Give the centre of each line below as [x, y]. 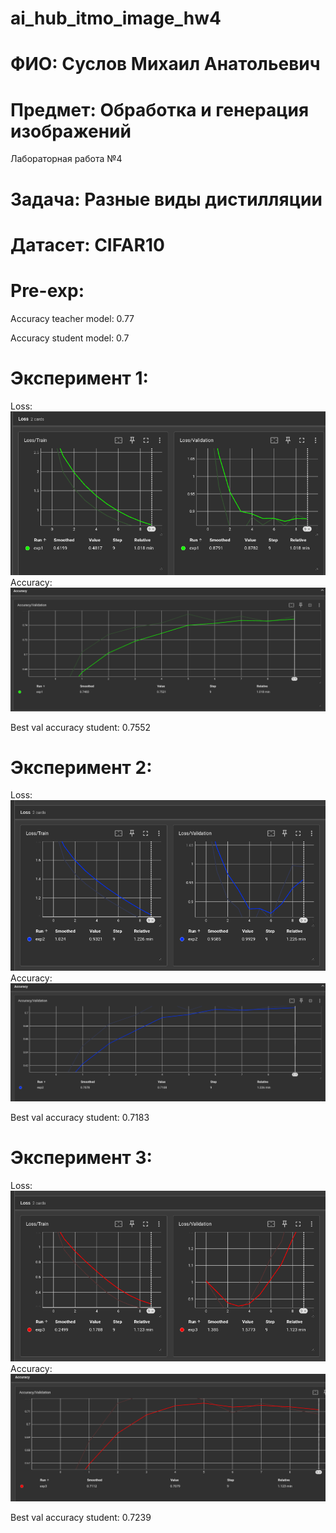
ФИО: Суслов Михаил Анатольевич [165, 64]
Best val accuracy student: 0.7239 [81, 1517]
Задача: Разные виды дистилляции [166, 199]
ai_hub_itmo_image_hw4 [116, 18]
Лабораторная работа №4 [66, 159]
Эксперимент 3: [81, 1158]
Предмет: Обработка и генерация [160, 109]
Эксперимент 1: [79, 378]
